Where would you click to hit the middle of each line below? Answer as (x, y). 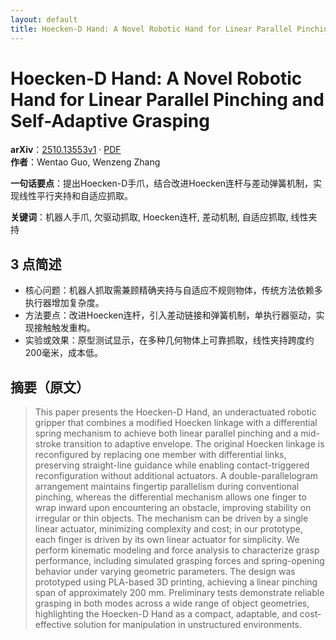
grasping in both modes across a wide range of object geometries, (172, 603)
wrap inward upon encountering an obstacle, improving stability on (173, 508)
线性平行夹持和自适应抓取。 (75, 196)
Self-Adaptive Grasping (110, 120)
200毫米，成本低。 (63, 353)
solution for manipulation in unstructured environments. (188, 625)
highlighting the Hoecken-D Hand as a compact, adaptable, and (166, 614)
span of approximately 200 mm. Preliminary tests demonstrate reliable (179, 593)
